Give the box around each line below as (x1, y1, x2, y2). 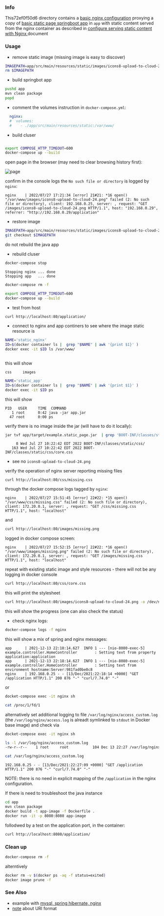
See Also (5, 889, 27, 896)
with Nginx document (5, 31, 48, 37)
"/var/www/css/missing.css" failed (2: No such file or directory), (5, 500, 147, 505)
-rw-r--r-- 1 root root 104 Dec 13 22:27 (5, 745, 128, 750)
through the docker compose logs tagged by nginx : (5, 486, 108, 492)
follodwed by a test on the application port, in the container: (5, 822, 125, 828)
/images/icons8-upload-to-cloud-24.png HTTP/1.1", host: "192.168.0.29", (5, 206, 159, 211)
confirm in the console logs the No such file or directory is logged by (5, 178, 149, 184)
